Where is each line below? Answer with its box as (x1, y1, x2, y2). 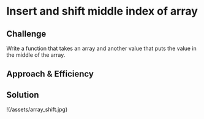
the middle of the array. (6, 51, 66, 59)
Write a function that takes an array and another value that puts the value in (6, 45, 197, 52)
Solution (6, 90, 39, 100)
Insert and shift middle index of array (6, 4, 198, 18)
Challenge (6, 29, 47, 39)
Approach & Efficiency (6, 69, 94, 79)
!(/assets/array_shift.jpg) (6, 106, 68, 114)
